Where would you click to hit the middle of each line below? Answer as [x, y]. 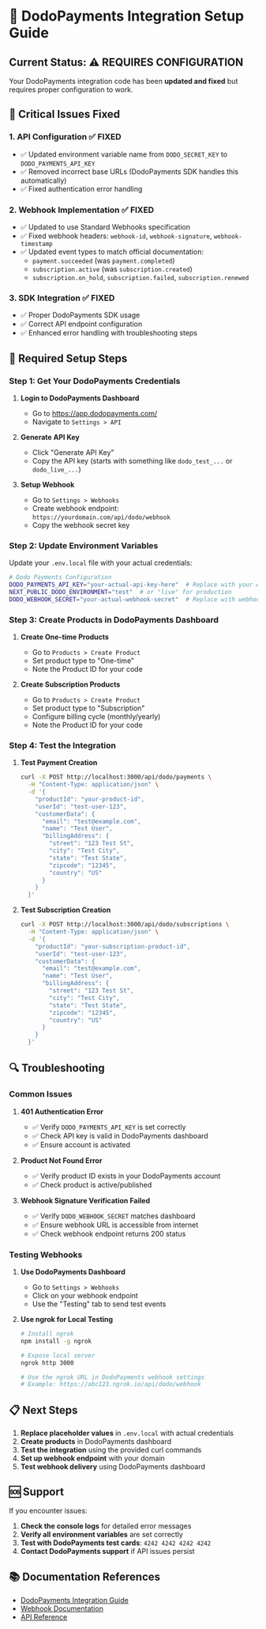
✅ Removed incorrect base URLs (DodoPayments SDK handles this [129, 171]
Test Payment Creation [59, 763]
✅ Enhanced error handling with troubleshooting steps [109, 333]
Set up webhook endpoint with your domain [92, 1458]
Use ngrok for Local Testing [67, 1320]
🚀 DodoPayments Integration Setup [127, 16]
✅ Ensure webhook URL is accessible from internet [115, 1225]
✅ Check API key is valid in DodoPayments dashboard [120, 1135]
